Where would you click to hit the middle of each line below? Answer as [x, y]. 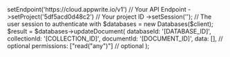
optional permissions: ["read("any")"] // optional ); [78, 46]
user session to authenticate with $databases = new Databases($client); [111, 24]
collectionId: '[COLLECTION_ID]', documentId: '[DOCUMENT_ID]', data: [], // [115, 38]
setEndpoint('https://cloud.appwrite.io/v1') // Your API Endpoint [97, 9]
